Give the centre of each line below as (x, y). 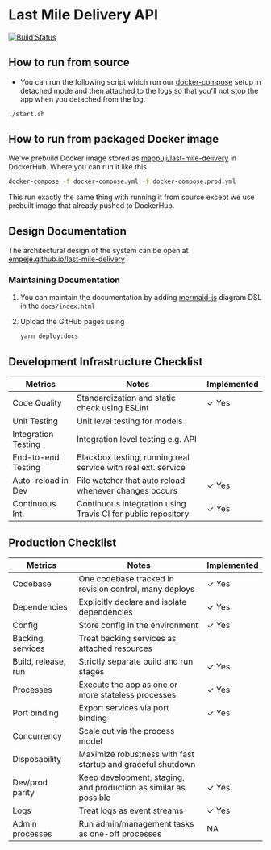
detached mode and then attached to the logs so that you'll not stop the (139, 90)
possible (95, 798)
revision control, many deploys (137, 589)
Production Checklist (63, 542)
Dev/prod (30, 782)
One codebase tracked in (127, 578)
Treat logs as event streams (131, 810)
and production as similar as (132, 787)
